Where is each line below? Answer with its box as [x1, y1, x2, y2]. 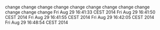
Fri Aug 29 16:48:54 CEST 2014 [5, 19, 68, 25]
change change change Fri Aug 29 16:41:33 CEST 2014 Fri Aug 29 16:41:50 [5, 9, 156, 15]
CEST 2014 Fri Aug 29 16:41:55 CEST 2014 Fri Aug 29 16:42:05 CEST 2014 [5, 15, 155, 20]
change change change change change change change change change [5, 4, 150, 10]
